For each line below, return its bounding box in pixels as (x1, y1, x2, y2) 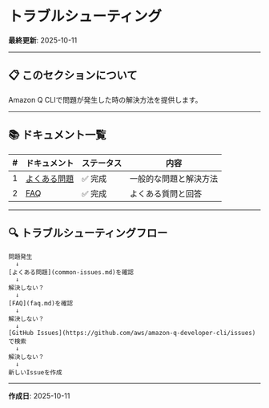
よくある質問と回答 (129, 188, 203, 199)
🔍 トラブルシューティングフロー (8, 226, 168, 240)
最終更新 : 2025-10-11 (8, 35, 78, 45)
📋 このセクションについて (8, 69, 138, 83)
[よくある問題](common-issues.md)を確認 (8, 269, 134, 277)
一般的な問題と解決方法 (129, 173, 219, 184)
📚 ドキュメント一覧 (8, 128, 106, 142)
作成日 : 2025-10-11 (8, 391, 70, 401)
